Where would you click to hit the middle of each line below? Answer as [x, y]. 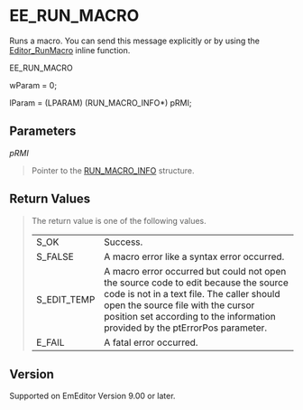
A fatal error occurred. [151, 342]
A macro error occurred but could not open [195, 271]
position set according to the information [190, 316]
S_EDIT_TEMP [65, 299]
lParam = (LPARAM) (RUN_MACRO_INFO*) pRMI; [101, 102]
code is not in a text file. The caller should [192, 294]
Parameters [43, 131]
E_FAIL [50, 342]
